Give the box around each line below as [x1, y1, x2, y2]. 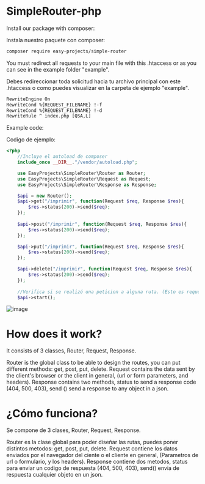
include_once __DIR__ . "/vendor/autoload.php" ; [17, 159, 138, 166]
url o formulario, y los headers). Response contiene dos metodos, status [6, 458, 188, 466]
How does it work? [6, 327, 103, 341]
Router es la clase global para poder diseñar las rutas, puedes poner [6, 439, 179, 446]
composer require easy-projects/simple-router [6, 48, 127, 54]
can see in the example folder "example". [6, 65, 110, 73]
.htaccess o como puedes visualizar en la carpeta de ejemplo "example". [6, 84, 189, 91]
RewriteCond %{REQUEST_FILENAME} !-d [6, 107, 103, 114]
